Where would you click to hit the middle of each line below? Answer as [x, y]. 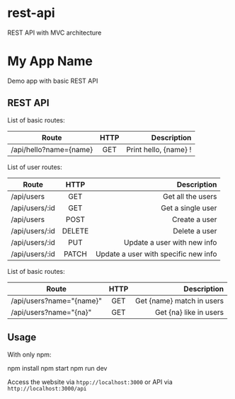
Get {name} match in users [180, 301]
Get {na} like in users [189, 312]
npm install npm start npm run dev [57, 368]
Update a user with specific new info [156, 254]
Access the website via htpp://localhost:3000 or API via [90, 382]
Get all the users [190, 196]
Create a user [195, 219]
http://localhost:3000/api [47, 388]
